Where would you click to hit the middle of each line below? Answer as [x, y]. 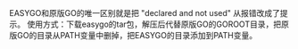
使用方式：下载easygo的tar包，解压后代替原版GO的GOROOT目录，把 [154, 24]
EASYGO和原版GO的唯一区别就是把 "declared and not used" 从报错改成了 [145, 13]
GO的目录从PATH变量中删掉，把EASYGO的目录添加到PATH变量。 [137, 35]
